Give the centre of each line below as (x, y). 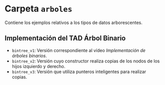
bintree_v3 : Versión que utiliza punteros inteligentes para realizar (79, 71)
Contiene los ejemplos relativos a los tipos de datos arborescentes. (74, 22)
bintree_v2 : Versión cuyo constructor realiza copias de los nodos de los (86, 61)
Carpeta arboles (39, 9)
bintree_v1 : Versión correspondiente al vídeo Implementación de (79, 50)
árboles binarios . (29, 55)
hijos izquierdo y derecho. (39, 66)
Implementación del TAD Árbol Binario (65, 38)
